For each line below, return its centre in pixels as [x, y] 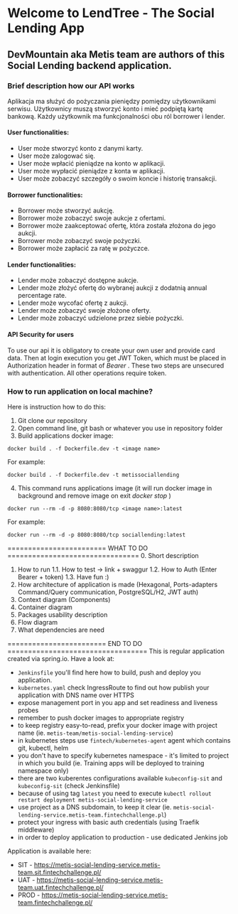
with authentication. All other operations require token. [87, 373]
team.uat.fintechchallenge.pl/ [61, 887]
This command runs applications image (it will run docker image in [115, 488]
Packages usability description [63, 614]
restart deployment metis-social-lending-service [93, 800]
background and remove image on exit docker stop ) [94, 495]
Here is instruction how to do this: [57, 407]
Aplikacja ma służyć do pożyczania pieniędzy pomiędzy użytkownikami [112, 101]
